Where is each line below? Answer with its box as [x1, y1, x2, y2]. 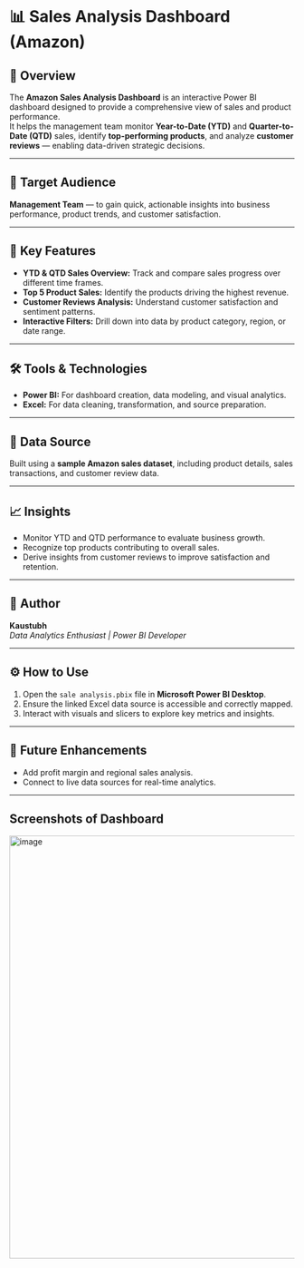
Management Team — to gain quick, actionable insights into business [9, 199, 271, 210]
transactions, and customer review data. [9, 468, 160, 479]
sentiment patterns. [22, 306, 96, 317]
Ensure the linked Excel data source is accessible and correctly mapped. [22, 698, 294, 709]
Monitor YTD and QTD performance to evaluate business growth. [22, 532, 266, 543]
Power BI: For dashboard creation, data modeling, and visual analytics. [22, 390, 287, 401]
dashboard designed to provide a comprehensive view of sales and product [9, 102, 291, 112]
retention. [22, 561, 59, 572]
